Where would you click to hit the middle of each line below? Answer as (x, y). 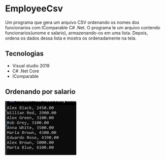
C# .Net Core (26, 71)
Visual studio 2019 (31, 65)
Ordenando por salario (40, 92)
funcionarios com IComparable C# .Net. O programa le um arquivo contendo (83, 27)
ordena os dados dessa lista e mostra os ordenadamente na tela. (71, 38)
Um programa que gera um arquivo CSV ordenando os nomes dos (72, 22)
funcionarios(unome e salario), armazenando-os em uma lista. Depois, (77, 33)
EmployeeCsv (34, 9)
